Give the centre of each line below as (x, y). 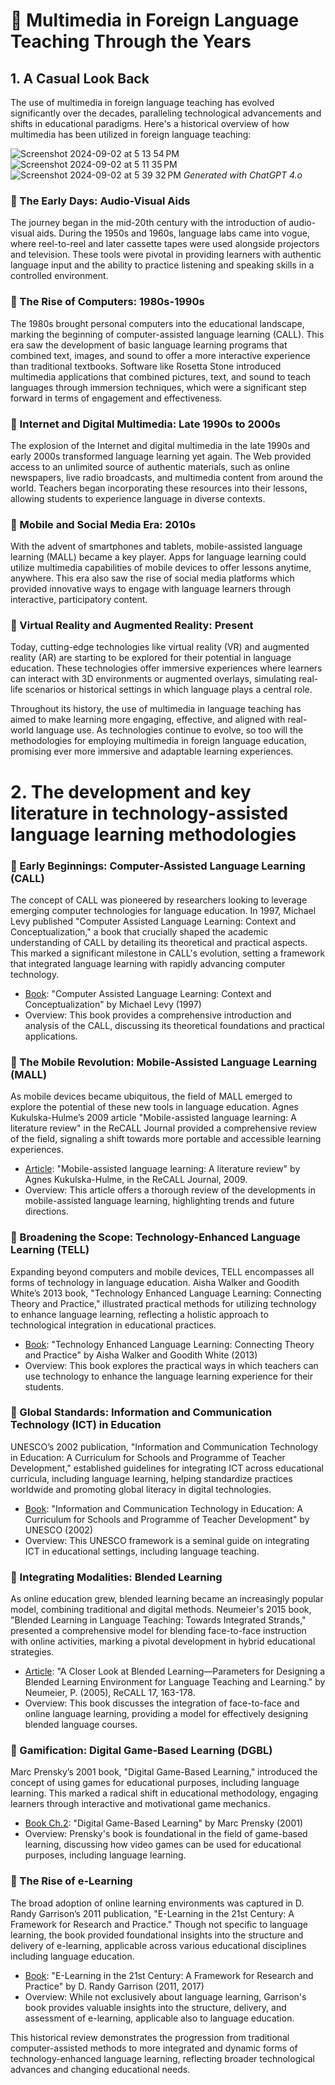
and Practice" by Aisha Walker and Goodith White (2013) (141, 1355)
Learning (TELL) (50, 1250)
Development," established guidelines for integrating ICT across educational (167, 1468)
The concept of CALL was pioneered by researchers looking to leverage (159, 900)
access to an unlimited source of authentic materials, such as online (150, 466)
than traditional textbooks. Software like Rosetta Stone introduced (146, 366)
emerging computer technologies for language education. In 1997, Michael (163, 910)
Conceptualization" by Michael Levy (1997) (113, 1004)
